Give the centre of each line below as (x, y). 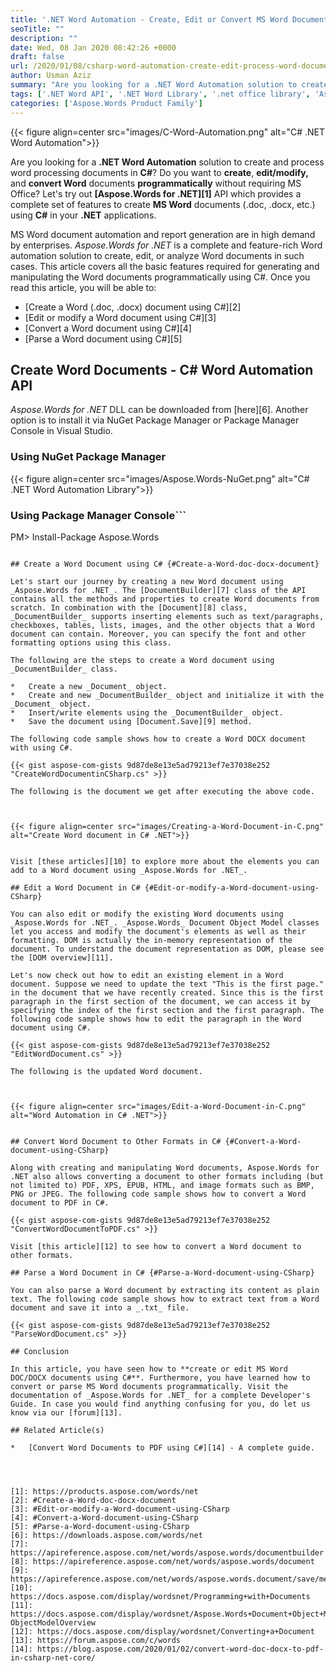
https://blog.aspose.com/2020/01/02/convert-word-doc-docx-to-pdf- (180, 1649)
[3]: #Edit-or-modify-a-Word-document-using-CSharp (120, 1509)
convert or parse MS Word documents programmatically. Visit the (149, 1386)
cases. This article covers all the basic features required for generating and (165, 266)
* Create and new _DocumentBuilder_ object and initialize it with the (167, 695)
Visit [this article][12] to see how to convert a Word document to (156, 1246)
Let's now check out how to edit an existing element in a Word (147, 975)
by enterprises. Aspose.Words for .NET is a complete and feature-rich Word (166, 245)
